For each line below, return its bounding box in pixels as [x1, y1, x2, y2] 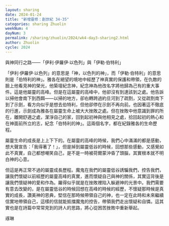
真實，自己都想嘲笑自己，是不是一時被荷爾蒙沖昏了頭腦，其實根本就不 [14, 149, 159, 156]
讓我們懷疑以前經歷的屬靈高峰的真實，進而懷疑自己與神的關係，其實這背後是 [5, 173, 164, 179]
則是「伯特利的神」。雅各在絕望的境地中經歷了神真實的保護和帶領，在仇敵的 [5, 76, 162, 82]
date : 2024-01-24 [5, 12, 42, 17]
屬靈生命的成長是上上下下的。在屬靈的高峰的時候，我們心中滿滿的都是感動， [5, 137, 164, 143]
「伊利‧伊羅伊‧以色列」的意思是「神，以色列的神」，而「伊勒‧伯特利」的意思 [5, 70, 161, 76]
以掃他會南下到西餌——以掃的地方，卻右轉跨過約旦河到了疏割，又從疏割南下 [5, 95, 164, 101]
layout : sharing [5, 7, 39, 13]
